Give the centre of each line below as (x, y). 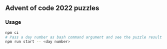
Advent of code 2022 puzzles (52, 8)
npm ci (12, 32)
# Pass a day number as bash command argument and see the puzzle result (84, 37)
